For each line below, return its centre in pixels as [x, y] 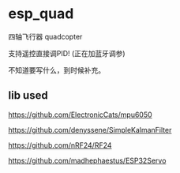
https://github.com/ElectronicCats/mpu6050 [80, 115]
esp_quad [41, 14]
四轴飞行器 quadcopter [45, 36]
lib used [28, 96]
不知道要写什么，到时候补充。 [56, 70]
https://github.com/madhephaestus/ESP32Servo [87, 160]
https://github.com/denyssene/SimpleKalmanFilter [90, 130]
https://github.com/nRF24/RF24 [60, 145]
